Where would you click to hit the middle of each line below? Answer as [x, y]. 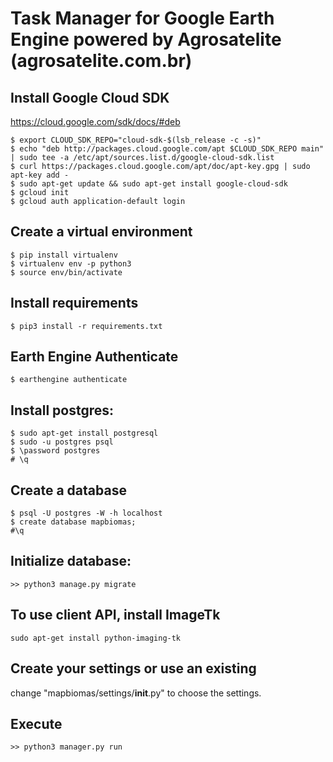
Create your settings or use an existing [133, 668]
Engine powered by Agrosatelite [146, 39]
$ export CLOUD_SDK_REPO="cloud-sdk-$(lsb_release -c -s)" [136, 140]
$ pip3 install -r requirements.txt [86, 326]
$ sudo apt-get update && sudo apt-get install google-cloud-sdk [149, 184]
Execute [36, 723]
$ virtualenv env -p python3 [71, 263]
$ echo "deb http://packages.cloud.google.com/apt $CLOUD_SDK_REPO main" [167, 149]
